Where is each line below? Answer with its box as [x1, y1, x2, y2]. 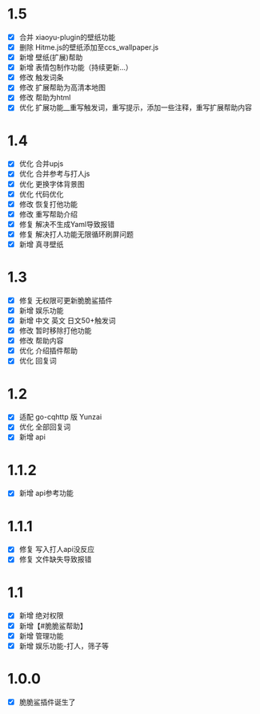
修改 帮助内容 [18, 336, 64, 346]
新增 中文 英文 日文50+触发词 [18, 316, 116, 325]
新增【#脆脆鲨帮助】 [18, 621, 87, 631]
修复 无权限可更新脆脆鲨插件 [18, 295, 113, 305]
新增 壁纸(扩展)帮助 [18, 53, 83, 63]
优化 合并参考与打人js [18, 169, 90, 179]
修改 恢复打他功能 [18, 199, 78, 209]
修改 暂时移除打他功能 [18, 326, 92, 335]
